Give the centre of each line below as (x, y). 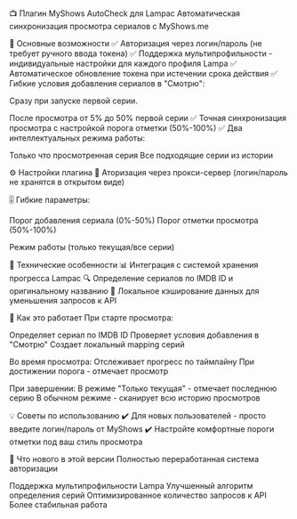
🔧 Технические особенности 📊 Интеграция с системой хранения (134, 265)
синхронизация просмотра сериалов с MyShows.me (109, 26)
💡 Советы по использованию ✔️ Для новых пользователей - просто (138, 416)
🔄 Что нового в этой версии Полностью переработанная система (134, 459)
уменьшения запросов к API (63, 300)
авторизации (34, 468)
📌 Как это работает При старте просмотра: (92, 318)
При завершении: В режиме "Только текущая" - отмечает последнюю (143, 388)
